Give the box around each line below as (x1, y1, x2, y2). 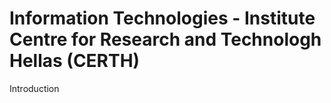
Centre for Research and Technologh (9, 28, 322, 51)
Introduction (9, 82, 60, 94)
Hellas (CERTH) (9, 50, 141, 72)
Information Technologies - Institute (9, 7, 316, 30)
